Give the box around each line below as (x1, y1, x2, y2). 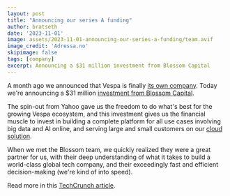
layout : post (7, 10, 45, 17)
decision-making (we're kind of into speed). (7, 167, 133, 176)
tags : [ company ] (7, 56, 54, 63)
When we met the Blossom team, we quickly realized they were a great (7, 145, 211, 153)
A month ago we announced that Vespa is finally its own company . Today (7, 81, 217, 89)
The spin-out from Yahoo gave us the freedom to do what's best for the (7, 102, 213, 110)
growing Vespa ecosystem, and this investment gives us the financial (7, 110, 206, 118)
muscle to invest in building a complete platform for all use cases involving (7, 116, 221, 126)
